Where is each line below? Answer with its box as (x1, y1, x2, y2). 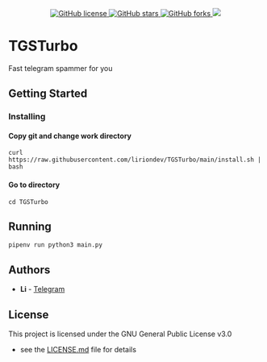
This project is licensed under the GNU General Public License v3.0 (8, 329, 232, 339)
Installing (8, 111, 46, 123)
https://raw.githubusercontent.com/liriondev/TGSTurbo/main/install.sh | (8, 156, 262, 164)
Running (8, 220, 52, 234)
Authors (8, 263, 51, 277)
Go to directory (8, 180, 60, 189)
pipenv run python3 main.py (8, 241, 103, 249)
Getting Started (8, 87, 88, 101)
